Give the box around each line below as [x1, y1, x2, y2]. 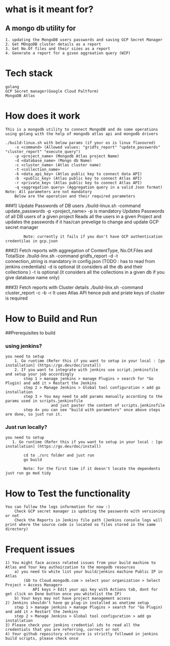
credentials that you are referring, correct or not [5, 627, 120, 632]
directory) [5, 526, 29, 532]
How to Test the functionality [5, 487, 131, 499]
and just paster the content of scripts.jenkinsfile [50, 403, 165, 408]
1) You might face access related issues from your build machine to [5, 561, 156, 566]
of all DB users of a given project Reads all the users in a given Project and [5, 213, 162, 219]
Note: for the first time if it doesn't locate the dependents [23, 466, 160, 472]
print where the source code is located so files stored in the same [5, 522, 156, 527]
